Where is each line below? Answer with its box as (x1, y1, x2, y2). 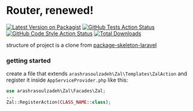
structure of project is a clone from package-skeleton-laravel (6, 41, 157, 49)
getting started (6, 56, 51, 65)
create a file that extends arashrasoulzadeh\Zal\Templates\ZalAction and (6, 70, 188, 77)
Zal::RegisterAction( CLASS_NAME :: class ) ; (6, 99, 111, 105)
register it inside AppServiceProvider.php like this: (6, 76, 128, 84)
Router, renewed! (6, 4, 94, 17)
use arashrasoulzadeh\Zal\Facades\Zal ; (6, 88, 106, 94)
